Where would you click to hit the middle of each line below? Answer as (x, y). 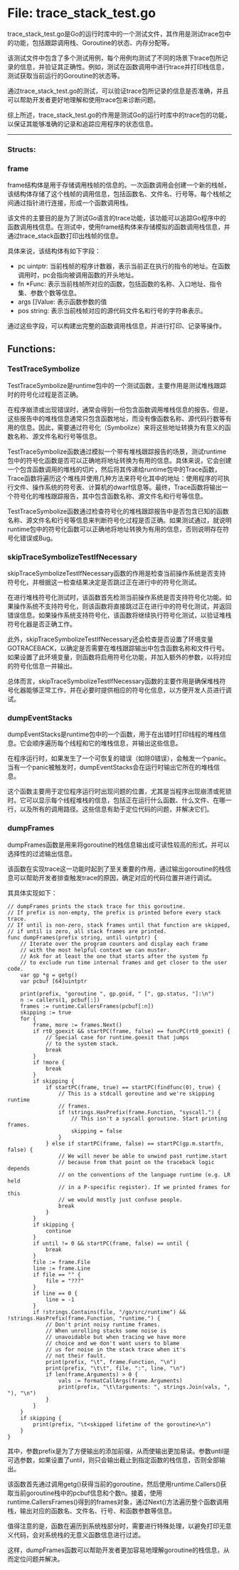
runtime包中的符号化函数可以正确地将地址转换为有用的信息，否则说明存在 (115, 529)
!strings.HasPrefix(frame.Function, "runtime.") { (84, 1318)
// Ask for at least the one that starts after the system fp (114, 956)
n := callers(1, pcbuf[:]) (60, 1000)
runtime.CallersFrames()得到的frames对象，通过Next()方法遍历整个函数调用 (118, 1502)
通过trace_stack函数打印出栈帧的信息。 (65, 236)
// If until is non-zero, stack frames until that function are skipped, (119, 925)
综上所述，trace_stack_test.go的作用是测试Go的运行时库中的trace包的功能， (119, 115)
